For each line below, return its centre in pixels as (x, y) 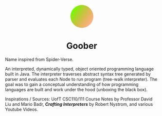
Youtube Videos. (22, 109)
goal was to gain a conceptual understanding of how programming (72, 84)
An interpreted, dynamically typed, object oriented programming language (80, 69)
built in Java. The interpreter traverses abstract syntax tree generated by (78, 74)
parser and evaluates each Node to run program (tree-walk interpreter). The (81, 79)
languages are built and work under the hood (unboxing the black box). (76, 89)
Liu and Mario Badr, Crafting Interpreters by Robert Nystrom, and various (79, 104)
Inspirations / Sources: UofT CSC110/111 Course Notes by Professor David (79, 99)
